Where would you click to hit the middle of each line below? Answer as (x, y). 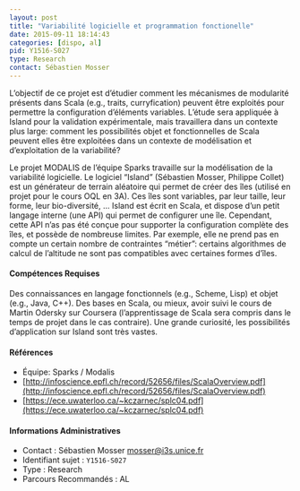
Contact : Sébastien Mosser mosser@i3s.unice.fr (113, 451)
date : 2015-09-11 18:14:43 (60, 34)
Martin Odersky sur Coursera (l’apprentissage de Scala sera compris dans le (150, 313)
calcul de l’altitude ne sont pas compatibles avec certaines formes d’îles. (143, 253)
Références (31, 352)
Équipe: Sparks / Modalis (68, 372)
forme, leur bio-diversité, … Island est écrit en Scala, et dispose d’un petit (145, 205)
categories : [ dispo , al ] (56, 43)
